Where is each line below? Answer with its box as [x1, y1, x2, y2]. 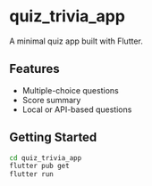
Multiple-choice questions [21, 85, 119, 95]
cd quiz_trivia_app [9, 153, 82, 162]
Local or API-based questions [21, 104, 132, 115]
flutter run [9, 170, 54, 179]
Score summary [21, 94, 81, 105]
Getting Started [9, 130, 97, 145]
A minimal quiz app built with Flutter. [9, 36, 143, 46]
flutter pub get [9, 162, 70, 171]
